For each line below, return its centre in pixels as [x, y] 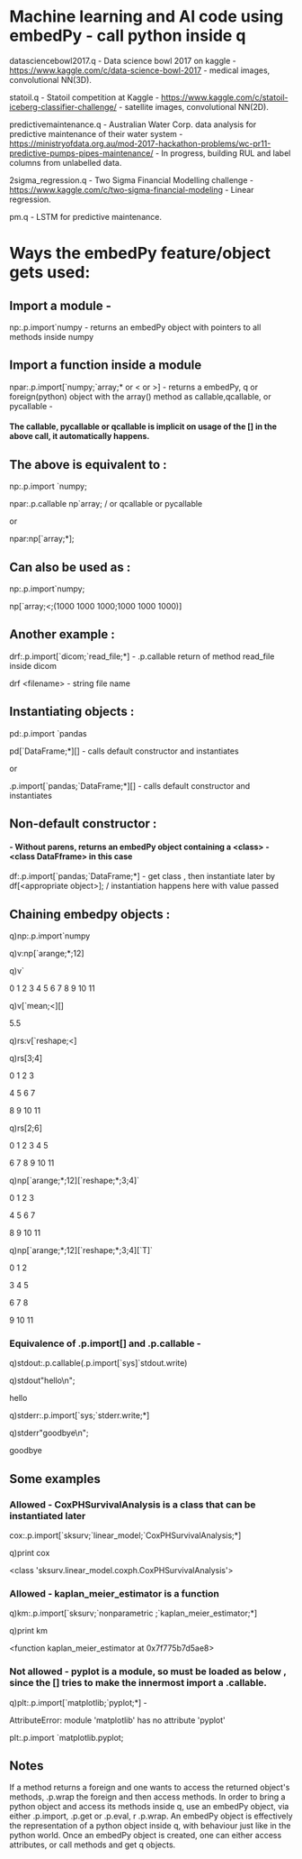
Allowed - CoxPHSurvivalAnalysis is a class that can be [133, 1505]
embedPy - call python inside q [128, 36]
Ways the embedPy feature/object [140, 253]
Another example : [62, 634]
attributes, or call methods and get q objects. [93, 1845]
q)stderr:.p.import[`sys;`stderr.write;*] [80, 1415]
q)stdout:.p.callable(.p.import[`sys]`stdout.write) [98, 1363]
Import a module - [61, 305]
